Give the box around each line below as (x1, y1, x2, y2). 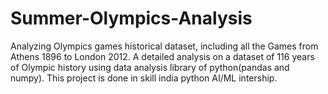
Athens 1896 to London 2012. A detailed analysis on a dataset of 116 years (10, 50, 315, 62)
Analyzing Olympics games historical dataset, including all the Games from (10, 40, 319, 52)
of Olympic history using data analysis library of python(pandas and (10, 61, 290, 73)
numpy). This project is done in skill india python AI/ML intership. (10, 72, 278, 84)
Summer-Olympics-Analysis (10, 7, 253, 30)
